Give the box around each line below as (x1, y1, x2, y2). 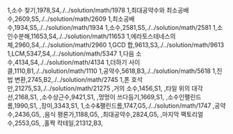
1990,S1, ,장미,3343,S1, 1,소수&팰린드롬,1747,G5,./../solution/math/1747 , (13, 101, 215, 110)
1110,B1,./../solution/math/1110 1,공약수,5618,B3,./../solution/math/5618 (13, 67, 211, 75)
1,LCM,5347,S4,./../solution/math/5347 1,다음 (7, 49, 134, 58)
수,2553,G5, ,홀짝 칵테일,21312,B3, (7, 119, 103, 127)
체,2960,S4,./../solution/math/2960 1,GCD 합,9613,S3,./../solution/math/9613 (7, 41, 225, 49)
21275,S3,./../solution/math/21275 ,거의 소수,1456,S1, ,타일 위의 (14, 84, 191, 92)
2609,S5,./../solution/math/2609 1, (14, 15, 113, 23)
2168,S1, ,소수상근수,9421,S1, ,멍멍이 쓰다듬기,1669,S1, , (14, 93, 168, 101)
